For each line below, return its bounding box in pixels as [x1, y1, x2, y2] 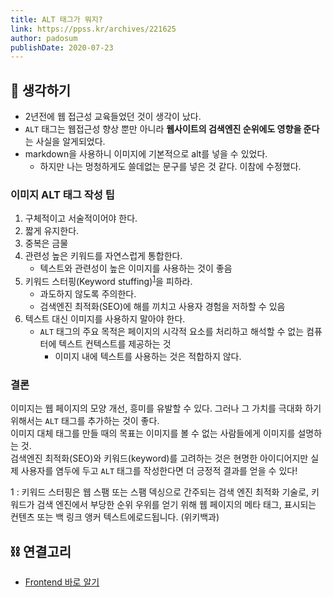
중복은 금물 [24, 237, 69, 250]
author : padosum [10, 33, 78, 43]
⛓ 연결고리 [10, 543, 72, 560]
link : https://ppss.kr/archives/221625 [10, 24, 177, 34]
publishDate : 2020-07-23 [10, 42, 114, 53]
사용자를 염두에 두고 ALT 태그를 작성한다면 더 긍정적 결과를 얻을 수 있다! [20, 465, 298, 477]
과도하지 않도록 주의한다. [39, 288, 137, 300]
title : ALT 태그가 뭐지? [10, 14, 103, 25]
